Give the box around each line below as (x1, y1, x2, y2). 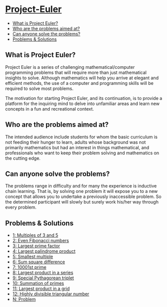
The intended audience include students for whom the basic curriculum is (5, 134, 158, 140)
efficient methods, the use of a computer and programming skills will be (5, 80, 154, 86)
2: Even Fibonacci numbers (12, 238, 69, 244)
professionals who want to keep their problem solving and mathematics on (5, 150, 159, 156)
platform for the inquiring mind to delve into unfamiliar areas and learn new (5, 100, 160, 107)
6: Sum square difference (12, 259, 65, 265)
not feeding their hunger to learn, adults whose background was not (5, 139, 146, 145)
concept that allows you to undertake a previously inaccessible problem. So (5, 193, 161, 199)
